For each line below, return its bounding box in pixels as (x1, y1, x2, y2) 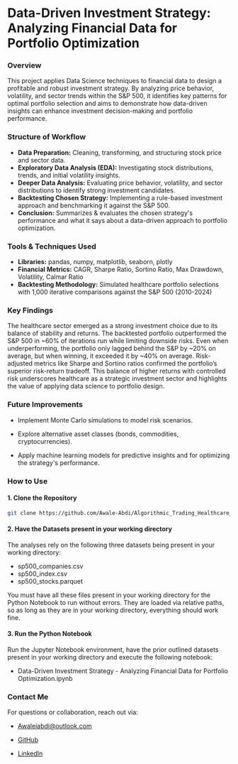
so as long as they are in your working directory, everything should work (7, 606, 219, 614)
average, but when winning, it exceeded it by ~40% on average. (7, 351, 195, 360)
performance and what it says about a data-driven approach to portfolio (17, 216, 228, 224)
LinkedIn (17, 749, 43, 758)
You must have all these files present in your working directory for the (7, 591, 211, 599)
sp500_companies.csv (17, 562, 84, 570)
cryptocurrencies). (17, 437, 72, 445)
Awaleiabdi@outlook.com (17, 722, 92, 731)
